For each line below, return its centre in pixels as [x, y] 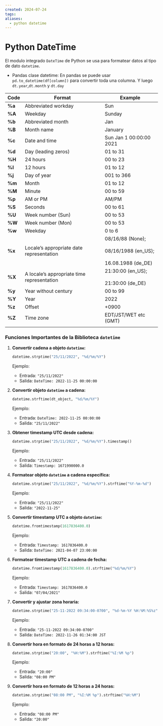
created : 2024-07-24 [26, 10]
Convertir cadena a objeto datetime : [49, 348]
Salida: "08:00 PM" [38, 677]
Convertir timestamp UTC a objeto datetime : [57, 517]
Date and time [41, 141]
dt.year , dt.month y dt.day [38, 86]
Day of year [38, 175]
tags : [10, 14]
